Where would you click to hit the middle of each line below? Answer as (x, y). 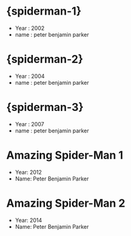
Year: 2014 (29, 220)
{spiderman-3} (45, 107)
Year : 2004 (30, 76)
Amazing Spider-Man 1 (65, 155)
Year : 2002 (30, 28)
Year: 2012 (29, 172)
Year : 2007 (29, 124)
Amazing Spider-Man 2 (66, 203)
